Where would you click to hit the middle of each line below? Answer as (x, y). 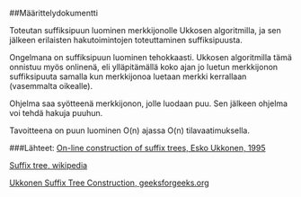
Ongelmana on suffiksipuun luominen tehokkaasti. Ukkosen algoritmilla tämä (150, 57)
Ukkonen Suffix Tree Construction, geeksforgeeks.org (109, 183)
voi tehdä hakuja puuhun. (56, 113)
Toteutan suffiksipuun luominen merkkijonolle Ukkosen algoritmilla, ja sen (145, 30)
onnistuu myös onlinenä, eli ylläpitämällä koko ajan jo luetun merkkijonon (144, 67)
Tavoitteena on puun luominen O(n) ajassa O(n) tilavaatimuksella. (129, 130)
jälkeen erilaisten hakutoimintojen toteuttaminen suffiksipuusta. (126, 40)
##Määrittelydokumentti (54, 13)
